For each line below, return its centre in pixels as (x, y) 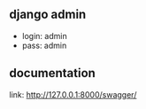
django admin (48, 15)
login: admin (45, 35)
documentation (52, 73)
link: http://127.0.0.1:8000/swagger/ (73, 94)
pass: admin (44, 45)
